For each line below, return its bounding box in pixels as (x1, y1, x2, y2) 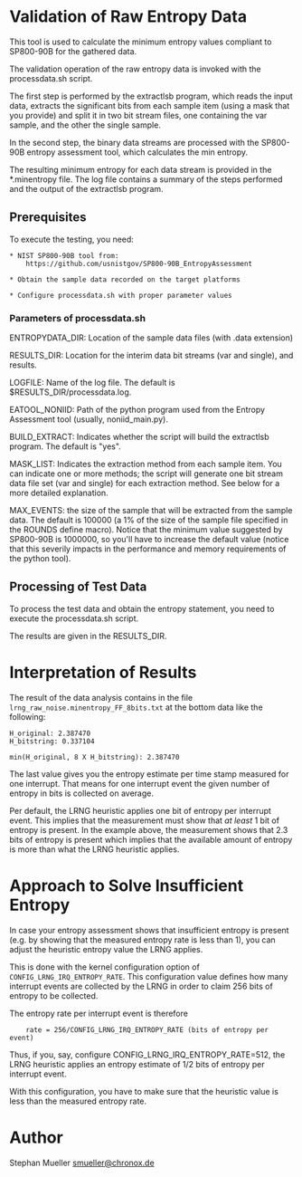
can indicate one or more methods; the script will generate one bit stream (9, 468, 283, 479)
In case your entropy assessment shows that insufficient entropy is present (9, 924, 289, 935)
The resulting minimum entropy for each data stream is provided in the (9, 164, 272, 175)
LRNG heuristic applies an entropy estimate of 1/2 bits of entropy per (9, 1058, 265, 1069)
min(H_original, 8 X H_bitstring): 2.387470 (9, 752, 180, 761)
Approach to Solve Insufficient (9, 876, 244, 895)
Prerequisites (9, 210, 87, 225)
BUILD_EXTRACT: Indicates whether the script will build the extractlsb (9, 432, 269, 443)
